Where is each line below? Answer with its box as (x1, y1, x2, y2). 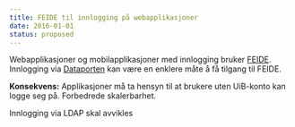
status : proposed (9, 30, 74, 38)
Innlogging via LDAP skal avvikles (9, 108, 134, 119)
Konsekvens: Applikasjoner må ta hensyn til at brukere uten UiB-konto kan (9, 81, 287, 92)
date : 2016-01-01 (9, 21, 74, 30)
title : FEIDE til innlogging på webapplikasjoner (9, 13, 199, 22)
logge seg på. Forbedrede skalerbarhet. (9, 90, 157, 101)
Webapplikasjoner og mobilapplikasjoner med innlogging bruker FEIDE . (9, 55, 272, 65)
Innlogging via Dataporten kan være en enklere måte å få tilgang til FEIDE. (9, 63, 282, 74)
